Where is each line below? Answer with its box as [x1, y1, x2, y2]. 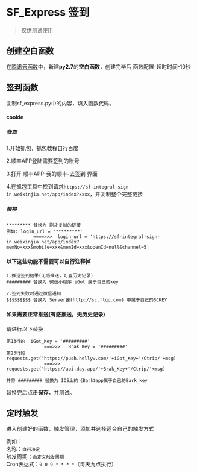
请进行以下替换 [6, 325, 43, 332]
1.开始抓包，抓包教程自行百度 [6, 145, 79, 152]
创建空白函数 [6, 46, 54, 56]
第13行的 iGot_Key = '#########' [6, 338, 90, 344]
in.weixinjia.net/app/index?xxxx [6, 192, 90, 198]
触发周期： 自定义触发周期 [6, 453, 64, 460]
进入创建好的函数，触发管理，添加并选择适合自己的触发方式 [6, 425, 154, 433]
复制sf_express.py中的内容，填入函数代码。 [6, 99, 114, 107]
